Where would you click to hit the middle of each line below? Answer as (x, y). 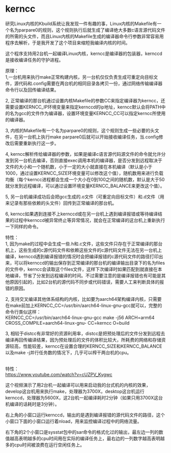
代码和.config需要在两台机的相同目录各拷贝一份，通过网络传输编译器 (91, 83)
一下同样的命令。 (23, 227)
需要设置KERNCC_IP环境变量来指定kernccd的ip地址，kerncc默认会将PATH (83, 107)
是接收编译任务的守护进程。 (34, 60)
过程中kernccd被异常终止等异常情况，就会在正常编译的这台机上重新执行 (90, 220)
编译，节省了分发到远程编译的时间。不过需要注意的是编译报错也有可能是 (85, 275)
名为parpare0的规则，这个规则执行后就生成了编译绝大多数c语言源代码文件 (87, 30)
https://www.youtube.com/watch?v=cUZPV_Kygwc (59, 374)
